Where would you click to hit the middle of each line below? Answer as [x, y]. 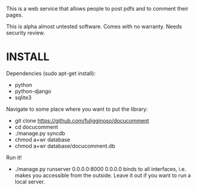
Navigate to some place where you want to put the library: [77, 109]
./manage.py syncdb [40, 133]
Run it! [14, 157]
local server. [30, 182]
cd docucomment [36, 127]
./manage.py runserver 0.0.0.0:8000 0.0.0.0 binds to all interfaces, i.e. [100, 169]
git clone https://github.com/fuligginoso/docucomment [82, 120]
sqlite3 [23, 97]
